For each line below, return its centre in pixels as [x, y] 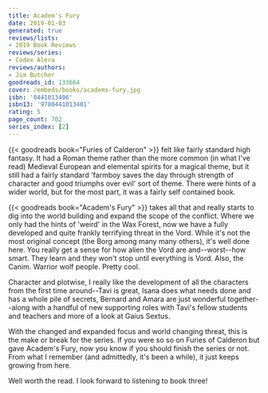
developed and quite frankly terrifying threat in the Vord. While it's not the [130, 233]
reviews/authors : [37, 68]
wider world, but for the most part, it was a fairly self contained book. [122, 191]
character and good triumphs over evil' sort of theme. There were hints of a [132, 183]
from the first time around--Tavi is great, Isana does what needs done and [130, 290]
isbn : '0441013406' [41, 97]
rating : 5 [25, 112]
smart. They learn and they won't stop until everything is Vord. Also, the [126, 258]
